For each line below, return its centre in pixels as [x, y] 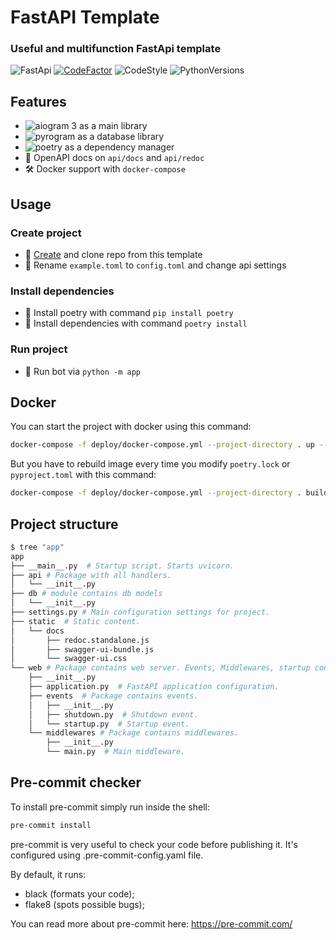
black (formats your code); [79, 893]
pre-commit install [51, 825]
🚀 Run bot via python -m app [83, 371]
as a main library [113, 126]
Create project [46, 233]
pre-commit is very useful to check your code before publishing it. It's [154, 844]
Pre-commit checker [76, 782]
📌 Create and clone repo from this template [113, 254]
